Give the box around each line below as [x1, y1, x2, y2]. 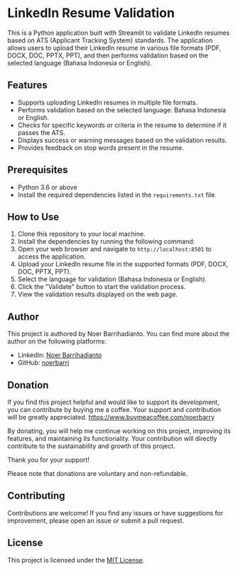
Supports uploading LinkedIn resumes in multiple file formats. [17, 98, 198, 107]
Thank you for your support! [7, 456, 90, 464]
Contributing [7, 490, 65, 502]
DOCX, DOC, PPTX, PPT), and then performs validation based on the [7, 51, 208, 60]
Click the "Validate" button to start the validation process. [17, 283, 186, 291]
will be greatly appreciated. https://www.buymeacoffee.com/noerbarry [7, 413, 215, 421]
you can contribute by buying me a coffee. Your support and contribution [7, 406, 222, 413]
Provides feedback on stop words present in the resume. [17, 143, 184, 152]
